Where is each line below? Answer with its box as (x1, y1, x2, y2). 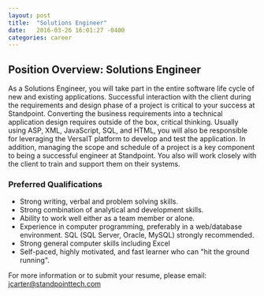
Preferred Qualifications (8, 178, 102, 189)
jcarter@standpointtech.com (8, 279, 101, 289)
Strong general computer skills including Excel (19, 238, 171, 249)
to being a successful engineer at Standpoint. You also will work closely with (8, 151, 257, 160)
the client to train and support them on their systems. (8, 159, 181, 169)
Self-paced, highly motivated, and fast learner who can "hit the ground (19, 247, 250, 257)
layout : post (8, 11, 51, 20)
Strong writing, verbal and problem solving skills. (19, 197, 179, 206)
